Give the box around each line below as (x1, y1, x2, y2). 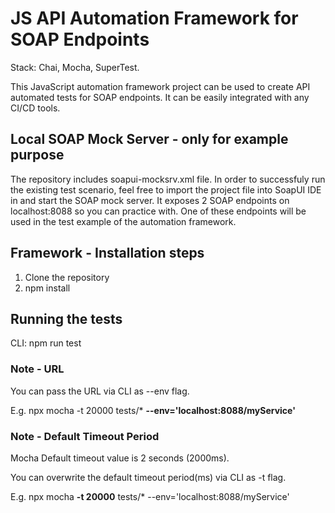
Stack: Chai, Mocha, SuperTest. (10, 61, 140, 73)
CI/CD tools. (10, 102, 61, 114)
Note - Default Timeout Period (10, 429, 160, 443)
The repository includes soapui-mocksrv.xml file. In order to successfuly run (10, 173, 326, 185)
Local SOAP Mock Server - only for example (10, 131, 289, 148)
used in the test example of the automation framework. (10, 215, 237, 227)
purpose (10, 147, 65, 164)
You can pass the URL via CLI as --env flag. (10, 385, 190, 397)
